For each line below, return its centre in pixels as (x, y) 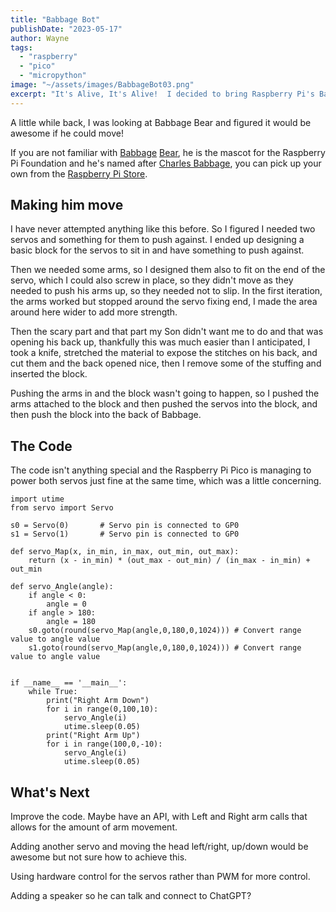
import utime (37, 499)
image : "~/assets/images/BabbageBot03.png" (102, 85)
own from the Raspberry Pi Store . (79, 173)
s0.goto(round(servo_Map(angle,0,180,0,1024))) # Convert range (165, 631)
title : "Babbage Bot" (55, 19)
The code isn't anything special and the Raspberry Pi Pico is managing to (161, 470)
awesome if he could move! (67, 133)
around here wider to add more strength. (94, 312)
